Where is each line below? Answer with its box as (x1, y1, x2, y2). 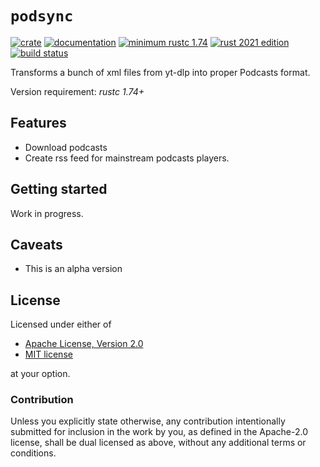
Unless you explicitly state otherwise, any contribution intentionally (10, 415, 286, 427)
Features (10, 115, 67, 132)
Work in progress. (10, 207, 84, 219)
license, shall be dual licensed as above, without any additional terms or (10, 437, 307, 449)
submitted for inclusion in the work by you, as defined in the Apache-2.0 (10, 426, 308, 438)
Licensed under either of (10, 318, 112, 331)
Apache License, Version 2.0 (24, 338, 144, 350)
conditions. (10, 447, 57, 459)
